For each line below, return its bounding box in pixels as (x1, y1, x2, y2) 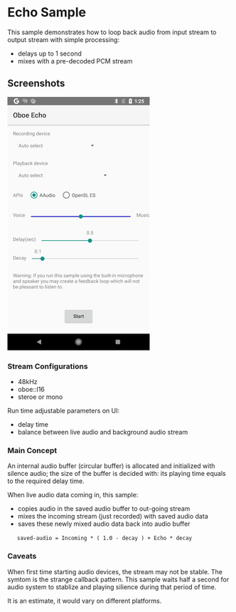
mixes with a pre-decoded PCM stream (17, 56, 133, 65)
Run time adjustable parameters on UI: (7, 407, 120, 415)
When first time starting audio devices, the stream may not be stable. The (7, 567, 222, 576)
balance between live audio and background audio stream (17, 428, 188, 437)
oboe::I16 (17, 385, 45, 394)
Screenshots (7, 78, 65, 90)
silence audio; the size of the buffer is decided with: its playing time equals (7, 470, 226, 478)
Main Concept (7, 445, 58, 455)
